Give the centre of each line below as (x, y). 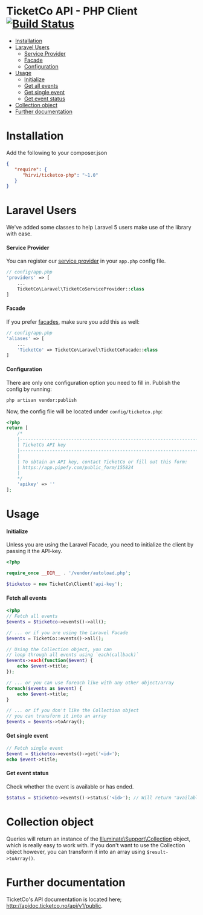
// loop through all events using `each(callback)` (72, 655)
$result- (157, 852)
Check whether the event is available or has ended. (70, 787)
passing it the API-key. (34, 551)
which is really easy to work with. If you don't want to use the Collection (96, 845)
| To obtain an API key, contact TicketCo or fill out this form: (102, 462)
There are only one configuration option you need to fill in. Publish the (93, 382)
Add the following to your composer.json (57, 152)
